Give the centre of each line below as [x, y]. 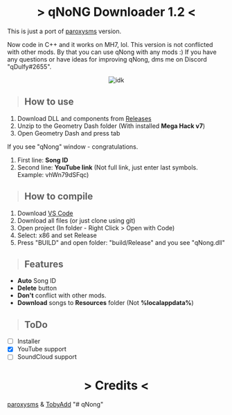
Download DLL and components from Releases [84, 118]
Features [44, 264]
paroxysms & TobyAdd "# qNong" [55, 405]
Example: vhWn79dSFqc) [53, 174]
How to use [49, 102]
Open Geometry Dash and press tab [69, 133]
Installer [28, 341]
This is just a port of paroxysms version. [64, 31]
